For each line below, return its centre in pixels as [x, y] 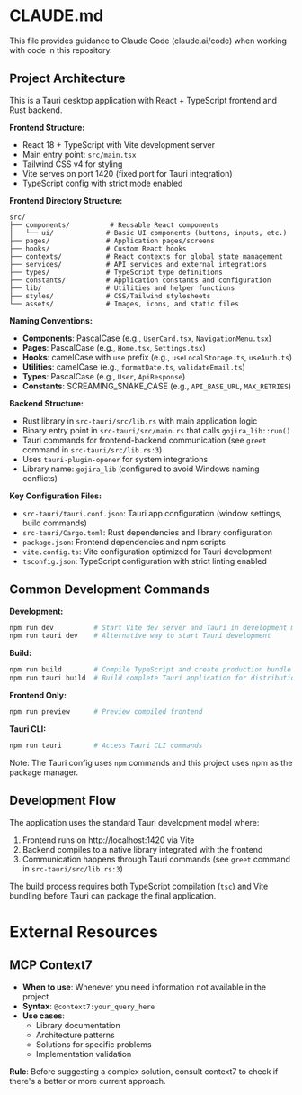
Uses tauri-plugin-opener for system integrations [115, 459]
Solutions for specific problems [93, 1044]
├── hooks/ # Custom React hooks [98, 249]
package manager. [44, 772]
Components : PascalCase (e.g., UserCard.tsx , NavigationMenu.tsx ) [147, 338]
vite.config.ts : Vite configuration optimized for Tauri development [147, 552]
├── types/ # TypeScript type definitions [116, 272]
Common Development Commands [109, 590]
